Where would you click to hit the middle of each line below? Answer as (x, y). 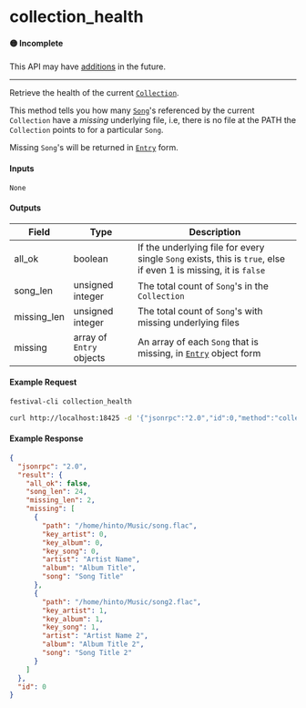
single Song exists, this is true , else (211, 259)
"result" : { (41, 475)
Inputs (22, 168)
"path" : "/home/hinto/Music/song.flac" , (120, 526)
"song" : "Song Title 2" (87, 653)
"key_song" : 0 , (71, 551)
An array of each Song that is (199, 342)
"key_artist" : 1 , (75, 611)
